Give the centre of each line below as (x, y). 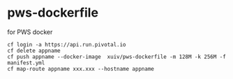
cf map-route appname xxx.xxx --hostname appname (81, 69)
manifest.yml (26, 63)
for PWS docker (30, 32)
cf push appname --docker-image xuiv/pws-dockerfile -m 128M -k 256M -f (117, 57)
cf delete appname (34, 51)
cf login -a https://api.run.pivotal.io (67, 44)
